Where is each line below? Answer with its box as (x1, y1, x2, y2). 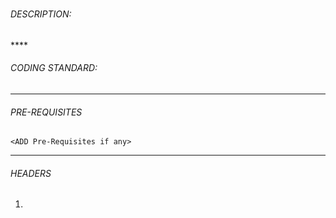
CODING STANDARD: (10, 62, 98, 74)
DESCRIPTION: (10, 8, 72, 20)
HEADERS (10, 167, 52, 179)
